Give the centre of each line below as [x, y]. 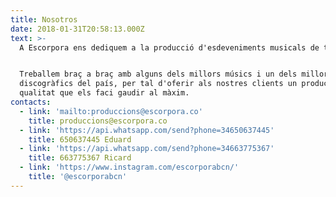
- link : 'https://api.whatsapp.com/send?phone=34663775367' [147, 149]
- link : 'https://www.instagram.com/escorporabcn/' [129, 167]
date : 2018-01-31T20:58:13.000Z [77, 29]
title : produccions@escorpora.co [98, 121]
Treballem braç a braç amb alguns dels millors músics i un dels [158, 74]
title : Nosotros [44, 19]
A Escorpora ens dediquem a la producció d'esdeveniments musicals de [169, 47]
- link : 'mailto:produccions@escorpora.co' [111, 111]
